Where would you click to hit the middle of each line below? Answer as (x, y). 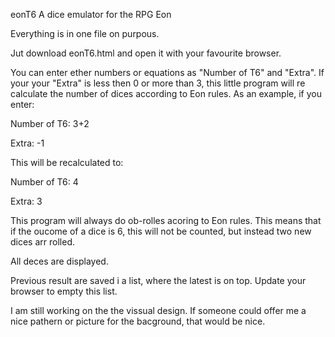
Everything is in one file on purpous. (85, 33)
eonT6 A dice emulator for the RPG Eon (91, 14)
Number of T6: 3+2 (50, 123)
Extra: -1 (27, 143)
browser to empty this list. (64, 291)
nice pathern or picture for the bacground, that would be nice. (138, 321)
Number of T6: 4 (44, 182)
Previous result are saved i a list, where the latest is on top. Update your (158, 280)
